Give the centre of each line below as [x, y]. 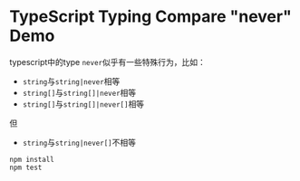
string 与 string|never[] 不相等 [79, 142]
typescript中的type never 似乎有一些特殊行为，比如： [107, 62]
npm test [26, 167]
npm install [32, 159]
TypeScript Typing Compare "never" [150, 17]
